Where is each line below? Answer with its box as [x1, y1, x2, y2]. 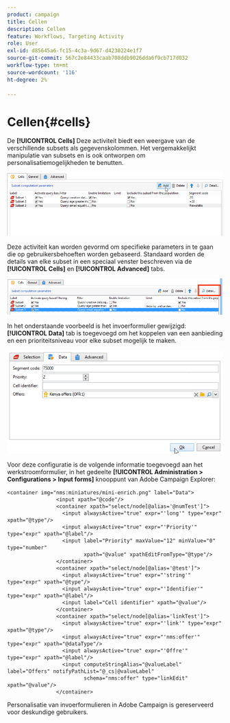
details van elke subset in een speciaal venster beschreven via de [7, 258, 192, 266]
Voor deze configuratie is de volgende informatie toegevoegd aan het [7, 460, 203, 469]
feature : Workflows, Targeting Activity [7, 33, 125, 40]
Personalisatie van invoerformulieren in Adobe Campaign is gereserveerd [7, 700, 214, 709]
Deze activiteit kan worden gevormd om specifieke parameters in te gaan [7, 243, 214, 251]
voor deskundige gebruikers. [7, 708, 89, 716]
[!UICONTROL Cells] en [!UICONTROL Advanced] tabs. [7, 265, 166, 273]
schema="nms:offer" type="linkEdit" [83, 674, 188, 682]
